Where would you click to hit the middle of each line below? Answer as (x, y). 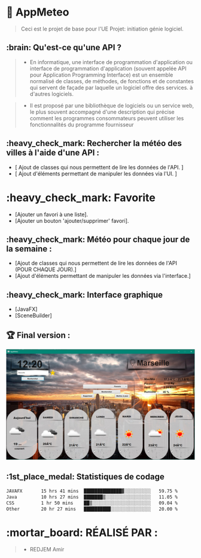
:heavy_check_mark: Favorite (81, 198)
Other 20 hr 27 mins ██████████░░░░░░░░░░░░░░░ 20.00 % (92, 509)
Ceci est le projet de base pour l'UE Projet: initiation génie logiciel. (102, 29)
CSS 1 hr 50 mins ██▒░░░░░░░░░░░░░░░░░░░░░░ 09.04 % (92, 503)
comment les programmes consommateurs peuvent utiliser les (107, 118)
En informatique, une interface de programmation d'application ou (111, 62)
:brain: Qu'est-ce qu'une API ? (64, 48)
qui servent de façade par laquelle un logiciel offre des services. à (111, 87)
